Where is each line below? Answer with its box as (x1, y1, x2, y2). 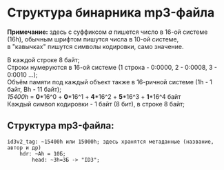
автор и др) (7, 144, 41, 151)
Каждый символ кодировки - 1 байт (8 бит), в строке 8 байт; (7, 100, 185, 108)
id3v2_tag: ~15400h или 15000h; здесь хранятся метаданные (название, (7, 138, 214, 145)
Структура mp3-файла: (7, 120, 114, 132)
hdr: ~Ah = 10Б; (19, 150, 67, 157)
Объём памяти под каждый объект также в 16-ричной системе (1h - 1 (7, 77, 212, 86)
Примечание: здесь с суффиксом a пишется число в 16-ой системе (7, 28, 208, 36)
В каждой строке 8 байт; (7, 55, 80, 64)
